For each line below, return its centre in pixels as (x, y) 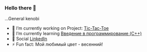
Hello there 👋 (21, 8)
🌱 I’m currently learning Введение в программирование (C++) (77, 34)
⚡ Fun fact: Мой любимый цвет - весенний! (57, 45)
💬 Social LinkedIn (30, 39)
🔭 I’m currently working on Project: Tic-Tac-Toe (60, 28)
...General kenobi (22, 19)
